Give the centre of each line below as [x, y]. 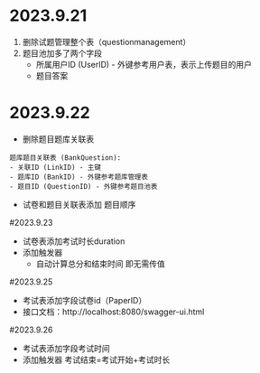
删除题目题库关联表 [58, 139]
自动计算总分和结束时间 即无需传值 [100, 264]
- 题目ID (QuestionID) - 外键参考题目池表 [84, 186]
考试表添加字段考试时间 [66, 348]
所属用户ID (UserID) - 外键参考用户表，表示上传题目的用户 [144, 64]
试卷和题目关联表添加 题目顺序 [79, 204]
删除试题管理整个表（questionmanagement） [107, 42]
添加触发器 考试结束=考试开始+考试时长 [96, 359]
